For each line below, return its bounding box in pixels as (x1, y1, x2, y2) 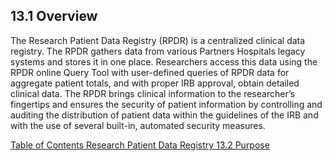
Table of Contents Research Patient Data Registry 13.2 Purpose (10, 139, 270, 151)
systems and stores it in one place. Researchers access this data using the (10, 55, 318, 68)
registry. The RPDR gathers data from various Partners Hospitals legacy (10, 45, 306, 57)
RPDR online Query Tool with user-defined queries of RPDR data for (10, 66, 290, 78)
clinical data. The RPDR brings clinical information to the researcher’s (10, 87, 295, 99)
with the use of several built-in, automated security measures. (10, 119, 266, 131)
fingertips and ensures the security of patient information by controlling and (10, 98, 323, 110)
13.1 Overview (10, 8, 98, 25)
